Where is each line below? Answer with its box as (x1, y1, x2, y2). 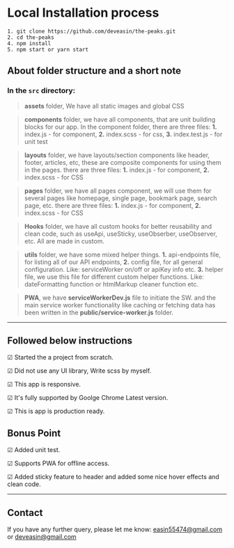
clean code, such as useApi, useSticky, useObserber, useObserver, (24, 229, 217, 238)
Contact (7, 506, 43, 519)
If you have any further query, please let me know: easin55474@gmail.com (7, 525, 223, 533)
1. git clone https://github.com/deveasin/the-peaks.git (7, 28, 176, 35)
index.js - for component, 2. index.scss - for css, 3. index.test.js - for (24, 130, 223, 138)
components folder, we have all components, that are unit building (24, 115, 216, 123)
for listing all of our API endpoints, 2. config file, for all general (24, 257, 203, 266)
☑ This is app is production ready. (7, 407, 105, 415)
